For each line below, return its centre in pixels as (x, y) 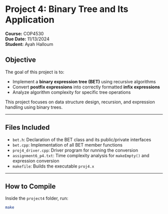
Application (30, 20)
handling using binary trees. (34, 107)
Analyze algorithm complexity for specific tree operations (71, 92)
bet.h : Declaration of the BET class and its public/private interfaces (82, 139)
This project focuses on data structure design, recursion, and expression (80, 102)
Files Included (27, 127)
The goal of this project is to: (35, 72)
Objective (21, 60)
